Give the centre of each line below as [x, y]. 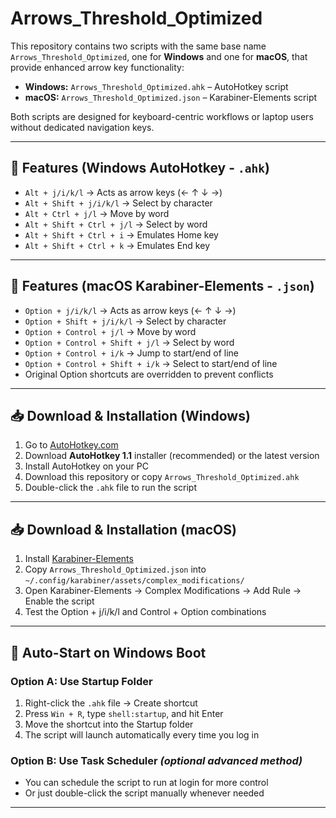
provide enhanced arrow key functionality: [97, 67]
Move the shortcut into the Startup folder [109, 724]
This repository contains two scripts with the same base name [138, 46]
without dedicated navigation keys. [82, 127]
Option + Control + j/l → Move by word [110, 331]
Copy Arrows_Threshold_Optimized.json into [115, 569]
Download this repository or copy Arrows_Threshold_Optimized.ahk [162, 477]
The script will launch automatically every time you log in [142, 734]
